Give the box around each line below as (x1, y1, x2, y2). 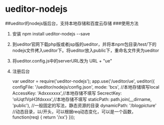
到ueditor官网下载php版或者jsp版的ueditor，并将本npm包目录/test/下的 (12, 41, 157, 47)
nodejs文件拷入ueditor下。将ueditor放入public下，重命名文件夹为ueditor (12, 47, 159, 53)
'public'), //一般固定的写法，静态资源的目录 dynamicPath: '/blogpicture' (12, 102, 157, 108)
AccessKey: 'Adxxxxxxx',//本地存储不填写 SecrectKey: (12, 90, 122, 96)
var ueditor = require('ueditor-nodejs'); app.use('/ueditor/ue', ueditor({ (12, 78, 155, 84)
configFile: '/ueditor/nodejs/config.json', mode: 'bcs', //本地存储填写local (12, 84, 160, 90)
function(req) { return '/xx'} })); (12, 114, 75, 120)
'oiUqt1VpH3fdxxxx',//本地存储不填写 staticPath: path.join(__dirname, (12, 96, 152, 102)
